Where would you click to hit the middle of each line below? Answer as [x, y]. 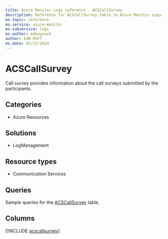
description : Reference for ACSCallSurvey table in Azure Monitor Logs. [85, 15]
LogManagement [31, 145]
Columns [20, 218]
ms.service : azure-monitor [34, 24]
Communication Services [39, 174]
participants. [19, 88]
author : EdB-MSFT [24, 39]
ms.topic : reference [27, 19]
